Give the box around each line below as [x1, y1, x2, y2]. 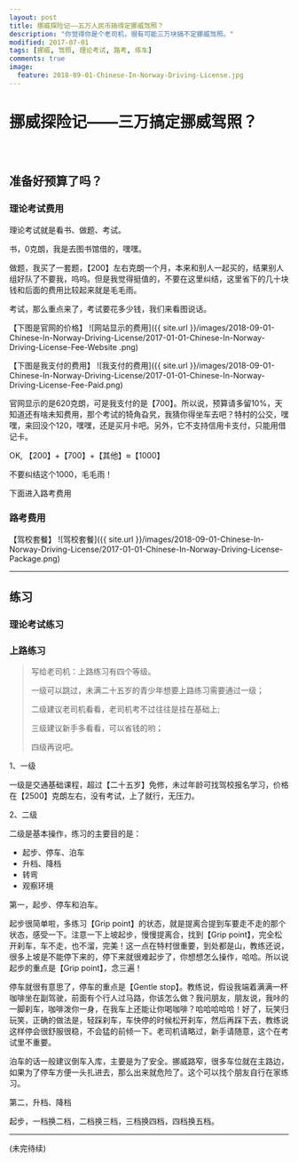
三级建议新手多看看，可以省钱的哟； [30, 723, 164, 734]
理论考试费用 [9, 203, 65, 215]
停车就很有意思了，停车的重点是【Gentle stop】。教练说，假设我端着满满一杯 [9, 982, 288, 992]
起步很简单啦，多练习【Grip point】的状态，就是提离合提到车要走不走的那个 [9, 919, 286, 929]
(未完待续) [9, 1143, 47, 1154]
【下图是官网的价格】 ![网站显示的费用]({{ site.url [9, 322, 188, 333]
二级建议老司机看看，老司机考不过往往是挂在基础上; [30, 704, 221, 715]
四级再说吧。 [30, 742, 78, 752]
